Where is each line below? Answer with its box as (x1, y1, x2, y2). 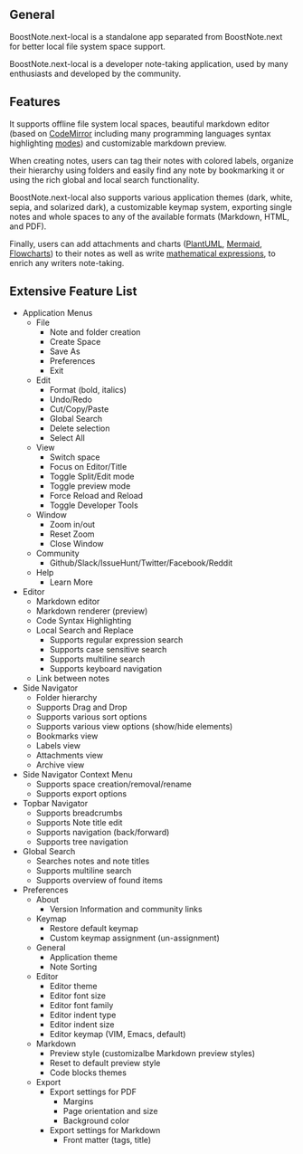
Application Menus (22, 308, 93, 319)
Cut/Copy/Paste (49, 404, 109, 415)
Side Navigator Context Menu (22, 769, 133, 780)
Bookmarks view (35, 730, 99, 741)
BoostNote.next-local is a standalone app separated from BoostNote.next (9, 31, 283, 42)
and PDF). (9, 221, 47, 232)
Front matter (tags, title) (62, 1135, 152, 1146)
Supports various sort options (35, 711, 147, 722)
